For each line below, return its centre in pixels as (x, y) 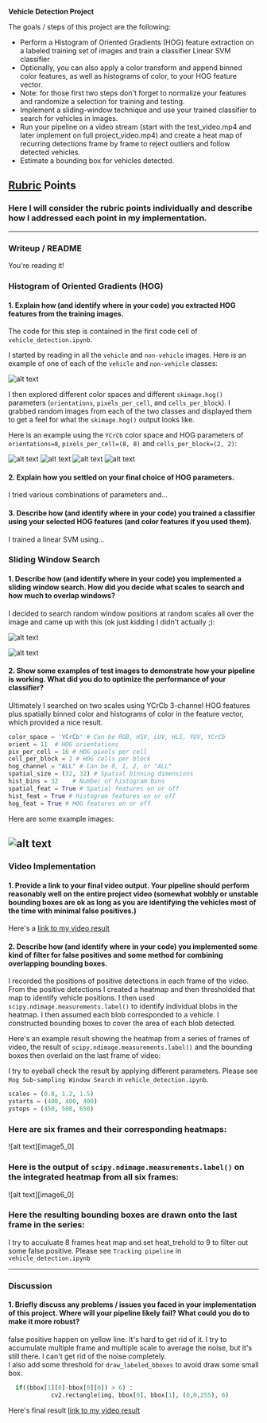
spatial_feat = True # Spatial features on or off (94, 788)
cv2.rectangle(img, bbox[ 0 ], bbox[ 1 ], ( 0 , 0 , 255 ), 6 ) (139, 1395)
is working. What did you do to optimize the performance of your (117, 679)
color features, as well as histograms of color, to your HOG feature (128, 76)
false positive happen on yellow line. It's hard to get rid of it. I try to (118, 1339)
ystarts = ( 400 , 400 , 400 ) (53, 1102)
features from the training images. (66, 313)
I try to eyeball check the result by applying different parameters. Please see (133, 1071)
